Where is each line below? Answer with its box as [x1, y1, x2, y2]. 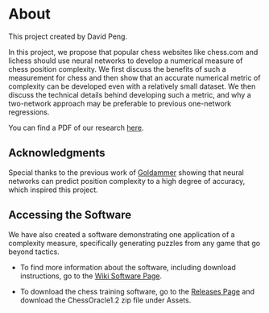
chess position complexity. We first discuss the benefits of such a [8, 64, 227, 73]
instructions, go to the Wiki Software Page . [19, 271, 163, 281]
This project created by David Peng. [8, 31, 127, 41]
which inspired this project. [8, 185, 98, 194]
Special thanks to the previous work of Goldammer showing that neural [8, 167, 244, 177]
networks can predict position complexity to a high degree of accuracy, [8, 176, 246, 186]
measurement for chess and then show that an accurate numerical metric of [8, 73, 261, 82]
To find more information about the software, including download [19, 262, 236, 272]
